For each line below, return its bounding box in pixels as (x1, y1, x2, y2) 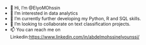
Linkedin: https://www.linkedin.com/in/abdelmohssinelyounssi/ (10, 34, 140, 40)
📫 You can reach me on (10, 27, 61, 32)
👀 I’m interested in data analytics (10, 10, 78, 16)
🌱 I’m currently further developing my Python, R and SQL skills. (10, 16, 141, 21)
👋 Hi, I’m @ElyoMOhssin (10, 5, 61, 11)
